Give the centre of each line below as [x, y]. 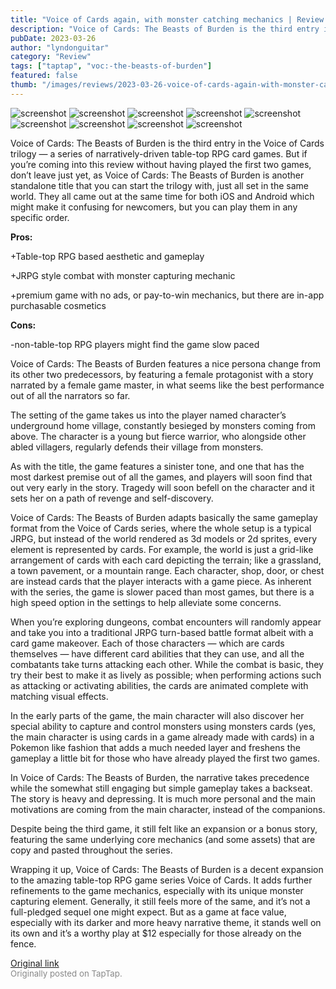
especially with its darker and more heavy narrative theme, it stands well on [166, 922]
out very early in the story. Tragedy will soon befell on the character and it [162, 487]
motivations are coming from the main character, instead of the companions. [168, 809]
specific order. [40, 217]
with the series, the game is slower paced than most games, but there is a [162, 592]
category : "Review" [51, 57]
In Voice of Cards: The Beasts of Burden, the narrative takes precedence [160, 777]
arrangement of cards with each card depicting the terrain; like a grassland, [166, 560]
